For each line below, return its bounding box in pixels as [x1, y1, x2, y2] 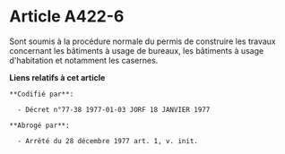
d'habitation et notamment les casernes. [9, 55, 159, 65]
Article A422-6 [9, 6, 125, 27]
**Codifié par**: [9, 90, 74, 98]
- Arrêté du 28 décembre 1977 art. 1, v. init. [17, 136, 199, 145]
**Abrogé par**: [9, 121, 70, 130]
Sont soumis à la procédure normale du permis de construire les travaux [9, 36, 276, 47]
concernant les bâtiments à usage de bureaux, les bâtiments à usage [9, 45, 264, 56]
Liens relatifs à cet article [9, 72, 106, 82]
